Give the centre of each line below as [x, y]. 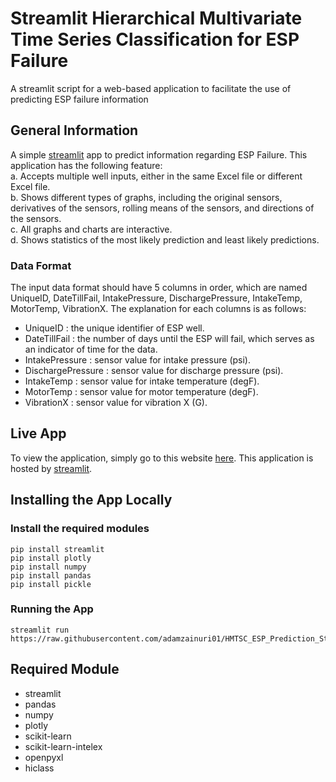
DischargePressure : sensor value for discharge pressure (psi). [154, 371]
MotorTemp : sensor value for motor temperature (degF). [141, 392]
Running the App [52, 609]
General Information [74, 130]
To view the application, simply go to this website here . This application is [162, 458]
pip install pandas [51, 575]
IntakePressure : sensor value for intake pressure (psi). [138, 360]
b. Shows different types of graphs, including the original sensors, [146, 197]
